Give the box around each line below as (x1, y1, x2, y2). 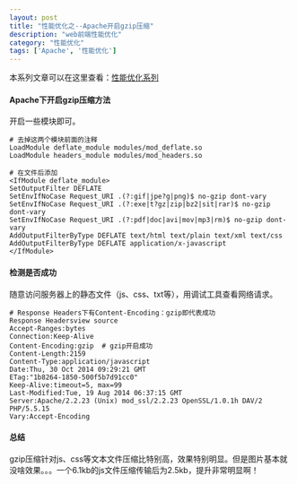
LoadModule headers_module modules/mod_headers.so (9, 151, 203, 160)
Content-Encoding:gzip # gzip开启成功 (9, 341, 153, 350)
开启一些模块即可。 (9, 116, 81, 126)
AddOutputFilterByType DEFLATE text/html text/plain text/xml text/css (9, 231, 283, 240)
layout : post (9, 13, 58, 22)
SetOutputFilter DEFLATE (9, 185, 102, 194)
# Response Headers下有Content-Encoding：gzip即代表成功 (9, 308, 216, 317)
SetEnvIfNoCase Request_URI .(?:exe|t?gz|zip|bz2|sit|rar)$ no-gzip (9, 200, 271, 209)
